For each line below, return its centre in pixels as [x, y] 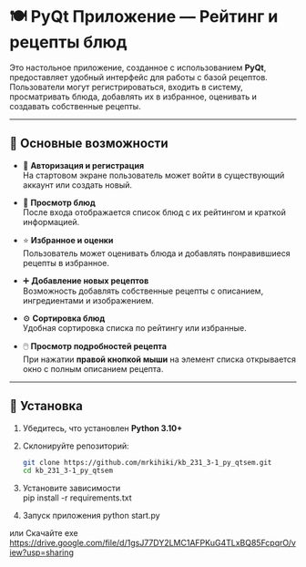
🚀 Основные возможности [89, 144]
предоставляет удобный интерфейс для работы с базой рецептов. [139, 77]
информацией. [51, 222]
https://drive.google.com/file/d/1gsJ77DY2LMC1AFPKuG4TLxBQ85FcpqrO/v [153, 543]
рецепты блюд [68, 42]
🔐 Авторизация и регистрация [83, 165]
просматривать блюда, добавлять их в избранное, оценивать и [133, 97]
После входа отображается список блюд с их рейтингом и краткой [154, 212]
